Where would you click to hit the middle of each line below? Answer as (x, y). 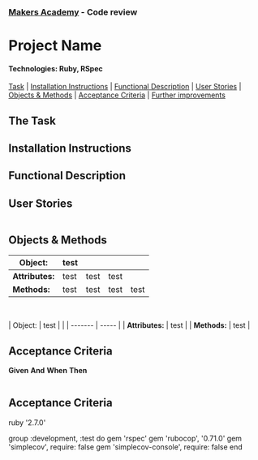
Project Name (55, 46)
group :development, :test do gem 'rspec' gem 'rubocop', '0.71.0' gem (125, 438)
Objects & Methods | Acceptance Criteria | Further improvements (117, 95)
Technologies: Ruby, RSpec (56, 68)
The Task (32, 120)
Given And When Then (48, 370)
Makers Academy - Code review (73, 12)
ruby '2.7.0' (27, 422)
